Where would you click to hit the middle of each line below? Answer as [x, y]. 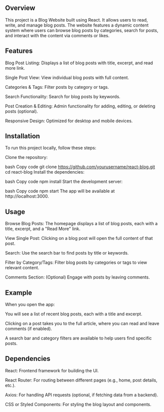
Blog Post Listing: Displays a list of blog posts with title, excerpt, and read [79, 63]
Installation [23, 136]
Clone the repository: [26, 157]
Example [19, 293]
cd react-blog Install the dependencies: [45, 172]
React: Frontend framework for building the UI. [52, 370]
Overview [20, 8]
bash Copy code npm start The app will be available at [60, 191]
